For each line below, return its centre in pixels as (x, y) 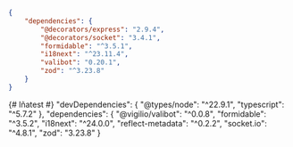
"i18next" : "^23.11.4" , (84, 54)
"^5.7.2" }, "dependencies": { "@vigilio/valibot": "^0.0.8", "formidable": (138, 114)
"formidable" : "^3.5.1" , (87, 46)
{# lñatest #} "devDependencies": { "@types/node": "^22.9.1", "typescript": (146, 104)
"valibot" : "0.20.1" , (81, 62)
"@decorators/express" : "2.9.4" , (103, 29)
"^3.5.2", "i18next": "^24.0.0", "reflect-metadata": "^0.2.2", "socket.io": (138, 123)
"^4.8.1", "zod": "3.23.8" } (55, 133)
